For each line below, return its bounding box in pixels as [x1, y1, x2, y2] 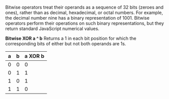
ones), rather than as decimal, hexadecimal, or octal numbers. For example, [5, 10, 163, 16]
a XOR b [24, 53, 45, 59]
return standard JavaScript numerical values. [5, 26, 100, 32]
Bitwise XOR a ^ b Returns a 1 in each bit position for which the [5, 35, 137, 41]
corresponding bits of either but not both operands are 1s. [5, 41, 126, 47]
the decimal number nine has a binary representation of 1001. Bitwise [5, 15, 150, 21]
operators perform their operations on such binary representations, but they [5, 20, 164, 26]
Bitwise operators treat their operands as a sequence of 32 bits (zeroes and [5, 5, 164, 10]
